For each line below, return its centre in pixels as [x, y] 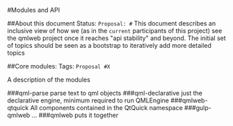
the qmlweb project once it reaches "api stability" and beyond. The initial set [116, 38]
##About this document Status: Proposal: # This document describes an [112, 23]
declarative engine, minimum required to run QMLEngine [88, 100]
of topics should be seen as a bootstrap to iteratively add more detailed [110, 45]
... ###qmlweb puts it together [75, 115]
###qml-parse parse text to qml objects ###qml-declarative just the [105, 93]
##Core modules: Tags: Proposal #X [59, 66]
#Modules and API [34, 10]
